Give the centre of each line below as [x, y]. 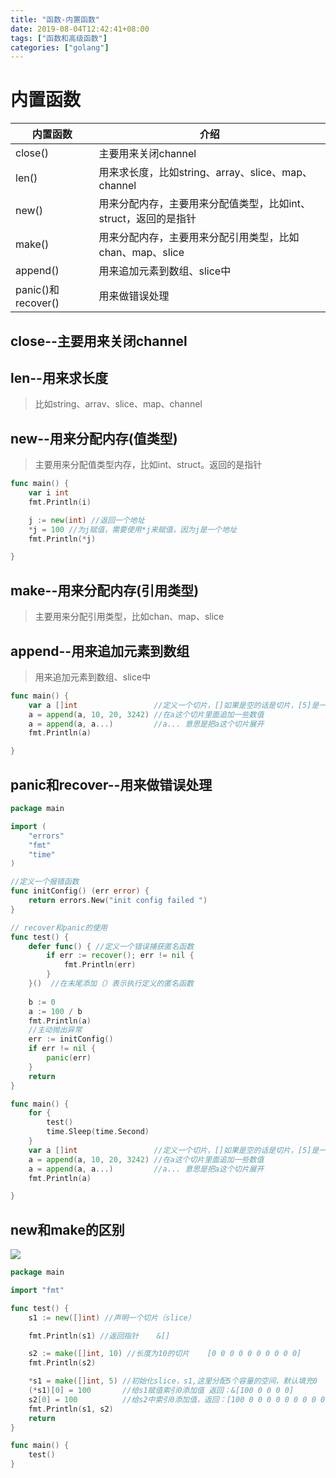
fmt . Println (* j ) [62, 539]
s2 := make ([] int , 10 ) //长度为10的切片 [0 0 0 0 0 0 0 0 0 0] [165, 1354]
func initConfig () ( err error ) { [80, 891]
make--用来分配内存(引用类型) [105, 590]
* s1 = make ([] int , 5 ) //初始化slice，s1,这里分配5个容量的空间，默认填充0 [173, 1381]
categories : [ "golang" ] [60, 47]
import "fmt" [37, 1290]
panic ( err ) [69, 1058]
